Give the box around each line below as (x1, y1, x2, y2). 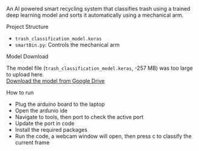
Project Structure (6, 23, 49, 30)
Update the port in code (14, 120, 75, 127)
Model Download (6, 53, 49, 60)
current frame (14, 139, 50, 146)
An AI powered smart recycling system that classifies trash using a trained (6, 5, 191, 12)
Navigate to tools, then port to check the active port (14, 114, 144, 120)
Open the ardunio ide (14, 107, 68, 114)
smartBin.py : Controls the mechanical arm (14, 42, 120, 48)
